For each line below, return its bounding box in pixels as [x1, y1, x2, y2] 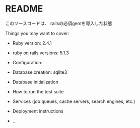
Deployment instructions [12, 108, 64, 114]
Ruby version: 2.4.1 [12, 40, 52, 46]
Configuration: [12, 59, 43, 65]
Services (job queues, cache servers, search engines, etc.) [12, 98, 135, 104]
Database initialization [12, 79, 59, 85]
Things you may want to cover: [5, 30, 69, 36]
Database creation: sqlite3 [12, 69, 67, 75]
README [5, 3, 43, 15]
